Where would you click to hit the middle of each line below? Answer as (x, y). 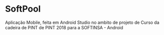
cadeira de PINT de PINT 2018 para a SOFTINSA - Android (64, 27)
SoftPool (23, 9)
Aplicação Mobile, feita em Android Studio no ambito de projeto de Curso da (82, 22)
